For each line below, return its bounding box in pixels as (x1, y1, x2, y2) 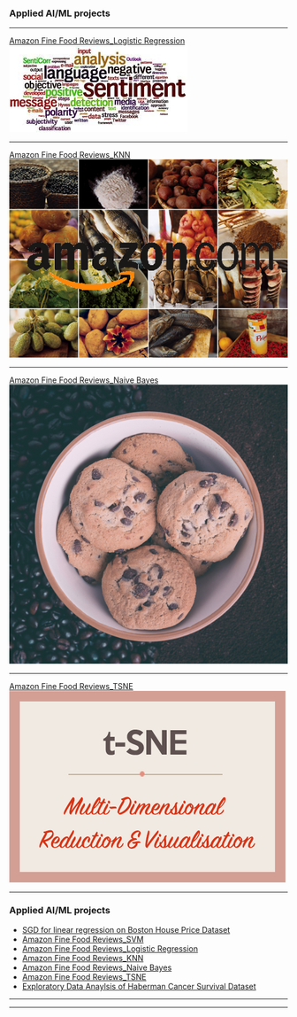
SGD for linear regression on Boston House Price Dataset (21, 924, 231, 935)
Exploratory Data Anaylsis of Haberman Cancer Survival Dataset (21, 981, 256, 991)
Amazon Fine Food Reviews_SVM (21, 934, 144, 944)
